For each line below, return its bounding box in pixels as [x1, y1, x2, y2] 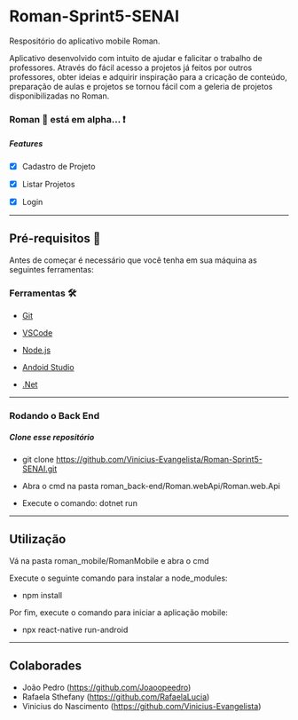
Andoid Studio [21, 362, 74, 373]
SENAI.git [21, 463, 58, 474]
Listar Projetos [21, 178, 75, 189]
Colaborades [9, 659, 82, 674]
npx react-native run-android [21, 624, 129, 635]
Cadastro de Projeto [21, 161, 96, 171]
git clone [21, 455, 55, 465]
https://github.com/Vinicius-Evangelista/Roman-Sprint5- [56, 455, 263, 465]
